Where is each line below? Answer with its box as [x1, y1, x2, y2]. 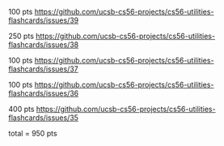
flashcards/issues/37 [8, 64, 78, 74]
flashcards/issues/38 [8, 40, 79, 49]
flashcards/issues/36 [8, 88, 79, 98]
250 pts [8, 32, 35, 41]
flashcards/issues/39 [8, 15, 79, 25]
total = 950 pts [8, 129, 58, 138]
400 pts [8, 105, 35, 114]
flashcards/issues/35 [8, 113, 79, 122]
